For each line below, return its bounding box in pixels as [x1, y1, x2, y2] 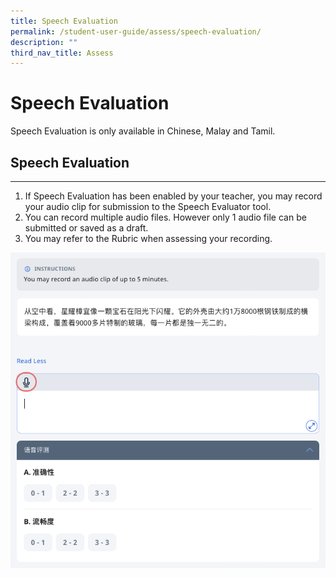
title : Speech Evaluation [10, 16, 118, 26]
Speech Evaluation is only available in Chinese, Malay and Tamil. [10, 125, 276, 137]
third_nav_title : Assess [10, 48, 114, 58]
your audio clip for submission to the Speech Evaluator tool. [24, 201, 272, 212]
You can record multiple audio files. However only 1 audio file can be [24, 211, 307, 223]
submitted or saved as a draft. [24, 222, 149, 234]
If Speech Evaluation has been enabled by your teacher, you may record [24, 190, 323, 202]
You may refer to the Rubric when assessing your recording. [24, 233, 273, 244]
